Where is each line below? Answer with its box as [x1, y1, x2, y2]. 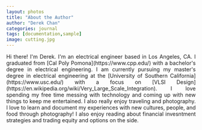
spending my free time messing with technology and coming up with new [6, 91, 196, 98]
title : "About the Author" [6, 14, 74, 20]
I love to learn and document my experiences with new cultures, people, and [6, 104, 196, 111]
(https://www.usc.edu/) [6, 78, 64, 86]
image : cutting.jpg [6, 37, 55, 43]
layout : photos [6, 8, 44, 15]
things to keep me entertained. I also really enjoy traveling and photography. [6, 98, 196, 105]
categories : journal [6, 25, 58, 32]
